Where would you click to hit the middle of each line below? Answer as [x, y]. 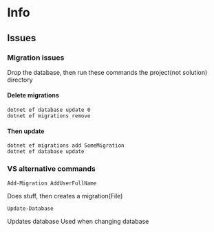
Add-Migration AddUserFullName [52, 183]
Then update [26, 131]
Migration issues [36, 58]
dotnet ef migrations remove [49, 116]
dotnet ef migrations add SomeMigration [66, 146]
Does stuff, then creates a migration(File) [65, 196]
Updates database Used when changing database [78, 221]
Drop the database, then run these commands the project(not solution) [107, 72]
